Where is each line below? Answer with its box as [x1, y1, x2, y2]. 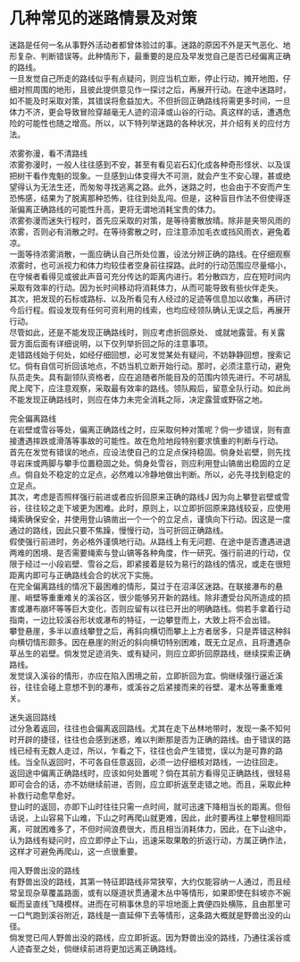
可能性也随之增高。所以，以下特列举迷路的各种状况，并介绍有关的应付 [24, 117, 283, 128]
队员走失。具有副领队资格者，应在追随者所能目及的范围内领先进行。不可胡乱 [9, 371, 291, 382]
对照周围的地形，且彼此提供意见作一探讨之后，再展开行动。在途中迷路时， [16, 84, 291, 95]
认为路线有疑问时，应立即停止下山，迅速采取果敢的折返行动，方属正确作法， [9, 834, 291, 846]
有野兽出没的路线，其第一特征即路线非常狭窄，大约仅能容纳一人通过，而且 [9, 876, 283, 887]
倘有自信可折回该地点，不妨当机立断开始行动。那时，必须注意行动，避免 [24, 360, 291, 371]
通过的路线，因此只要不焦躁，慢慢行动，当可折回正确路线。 [9, 524, 229, 535]
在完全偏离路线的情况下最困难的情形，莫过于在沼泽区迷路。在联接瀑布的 [9, 581, 275, 592]
